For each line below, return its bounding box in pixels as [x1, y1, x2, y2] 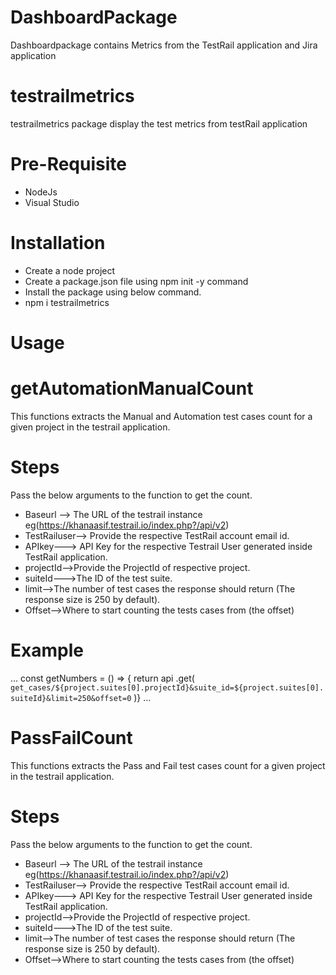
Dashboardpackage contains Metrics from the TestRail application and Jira [10, 39, 318, 51]
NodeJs [24, 186, 58, 198]
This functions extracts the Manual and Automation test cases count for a [10, 410, 313, 422]
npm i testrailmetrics [24, 296, 110, 308]
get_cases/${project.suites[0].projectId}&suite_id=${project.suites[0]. [10, 682, 325, 693]
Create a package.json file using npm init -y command [24, 275, 249, 287]
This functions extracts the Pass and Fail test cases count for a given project [10, 759, 326, 771]
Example [10, 639, 84, 661]
